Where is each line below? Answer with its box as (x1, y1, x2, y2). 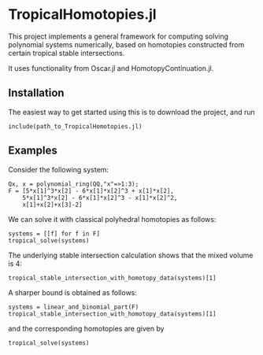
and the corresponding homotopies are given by (8, 324, 165, 333)
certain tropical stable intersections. (8, 48, 125, 57)
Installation (8, 87, 65, 100)
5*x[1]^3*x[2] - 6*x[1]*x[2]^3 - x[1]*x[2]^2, (22, 194, 178, 202)
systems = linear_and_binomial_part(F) (8, 303, 139, 311)
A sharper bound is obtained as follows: (8, 287, 138, 297)
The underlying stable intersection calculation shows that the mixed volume (8, 250, 254, 260)
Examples (8, 144, 57, 157)
